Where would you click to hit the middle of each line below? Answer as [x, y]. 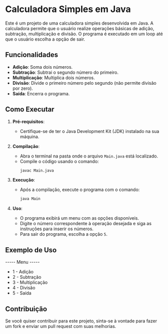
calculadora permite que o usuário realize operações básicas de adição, [80, 28]
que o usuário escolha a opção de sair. [45, 39]
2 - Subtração [27, 277]
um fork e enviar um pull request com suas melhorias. [61, 326]
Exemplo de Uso [31, 250]
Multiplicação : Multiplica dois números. [54, 77]
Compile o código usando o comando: [59, 161]
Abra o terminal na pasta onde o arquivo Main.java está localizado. [89, 156]
